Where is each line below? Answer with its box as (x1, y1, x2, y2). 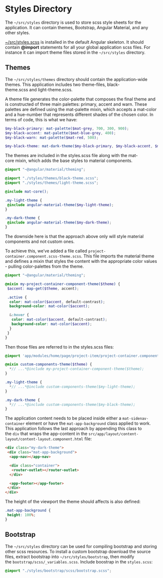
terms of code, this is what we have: (5, 116, 78, 122)
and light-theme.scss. (29, 86, 73, 93)
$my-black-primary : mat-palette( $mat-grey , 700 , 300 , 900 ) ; (5, 126, 130, 131)
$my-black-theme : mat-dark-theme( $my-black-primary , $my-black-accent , (5, 144, 153, 149)
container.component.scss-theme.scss (5, 254, 81, 259)
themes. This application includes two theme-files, (5, 81, 106, 87)
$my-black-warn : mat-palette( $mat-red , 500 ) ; (5, 135, 98, 140)
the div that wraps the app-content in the (5, 431, 88, 437)
